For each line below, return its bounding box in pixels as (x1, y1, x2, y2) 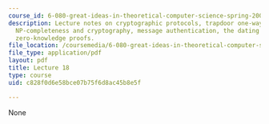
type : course (8, 71, 52, 79)
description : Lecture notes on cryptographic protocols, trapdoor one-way (8, 19, 263, 27)
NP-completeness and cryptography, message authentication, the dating (15, 26, 260, 34)
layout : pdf (8, 57, 48, 65)
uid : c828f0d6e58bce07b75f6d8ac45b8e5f (8, 78, 142, 86)
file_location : (8, 42, 59, 50)
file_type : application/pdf (8, 49, 102, 57)
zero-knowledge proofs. (15, 34, 94, 42)
